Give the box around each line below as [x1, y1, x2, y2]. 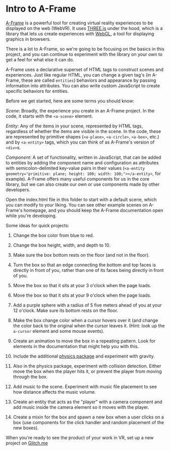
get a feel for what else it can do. [6, 56, 75, 62]
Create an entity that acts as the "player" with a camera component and [13, 399, 163, 405]
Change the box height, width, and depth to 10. [13, 242, 110, 248]
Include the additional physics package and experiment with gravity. [13, 353, 155, 359]
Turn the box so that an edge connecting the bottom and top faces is [13, 262, 156, 268]
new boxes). [13, 425, 39, 431]
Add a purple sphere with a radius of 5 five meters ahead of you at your [13, 302, 162, 308]
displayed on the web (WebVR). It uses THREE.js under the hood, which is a [6, 25, 163, 31]
